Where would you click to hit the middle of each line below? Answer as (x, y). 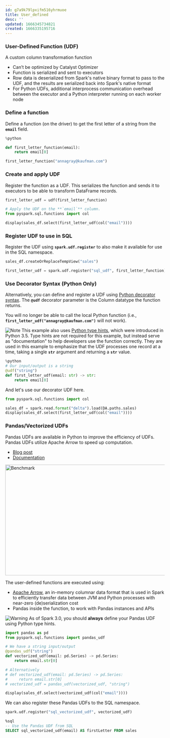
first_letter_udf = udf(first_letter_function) (56, 200)
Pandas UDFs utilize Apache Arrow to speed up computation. (69, 442)
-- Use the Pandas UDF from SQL (39, 726)
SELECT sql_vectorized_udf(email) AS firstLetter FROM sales (71, 730)
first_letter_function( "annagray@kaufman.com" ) (56, 161)
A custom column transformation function (49, 57)
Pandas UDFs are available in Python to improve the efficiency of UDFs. (80, 437)
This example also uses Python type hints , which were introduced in (92, 331)
